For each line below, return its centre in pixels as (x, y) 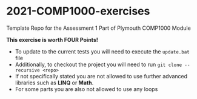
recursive (28, 70)
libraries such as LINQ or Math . (54, 83)
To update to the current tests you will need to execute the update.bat (102, 51)
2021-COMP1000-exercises (78, 11)
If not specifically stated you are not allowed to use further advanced (101, 76)
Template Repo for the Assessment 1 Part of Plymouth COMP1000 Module (98, 28)
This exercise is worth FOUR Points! (52, 39)
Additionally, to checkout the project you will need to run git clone (98, 64)
